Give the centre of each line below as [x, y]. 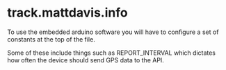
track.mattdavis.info [67, 13]
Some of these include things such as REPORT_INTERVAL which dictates [112, 53]
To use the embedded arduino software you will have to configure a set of [113, 32]
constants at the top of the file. [51, 39]
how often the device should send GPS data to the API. [86, 60]
